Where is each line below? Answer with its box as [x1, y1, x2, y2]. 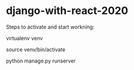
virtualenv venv [6, 34, 43, 41]
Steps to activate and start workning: [6, 23, 95, 30]
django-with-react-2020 [6, 4, 128, 17]
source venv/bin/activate [6, 45, 66, 53]
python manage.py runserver [6, 57, 76, 64]
